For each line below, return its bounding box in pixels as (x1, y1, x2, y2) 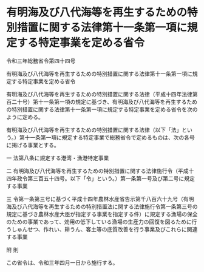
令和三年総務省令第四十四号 (6, 57, 76, 64)
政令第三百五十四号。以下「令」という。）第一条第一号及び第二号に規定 (16, 174, 195, 182)
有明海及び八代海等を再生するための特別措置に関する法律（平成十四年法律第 (6, 90, 198, 98)
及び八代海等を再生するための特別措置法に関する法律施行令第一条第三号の (11, 203, 198, 210)
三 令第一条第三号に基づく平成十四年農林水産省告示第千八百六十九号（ (6, 195, 183, 202)
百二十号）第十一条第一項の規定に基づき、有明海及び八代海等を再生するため (6, 98, 198, 105)
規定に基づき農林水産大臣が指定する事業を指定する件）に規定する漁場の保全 (6, 210, 198, 217)
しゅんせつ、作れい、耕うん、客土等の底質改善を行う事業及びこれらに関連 (11, 225, 198, 233)
